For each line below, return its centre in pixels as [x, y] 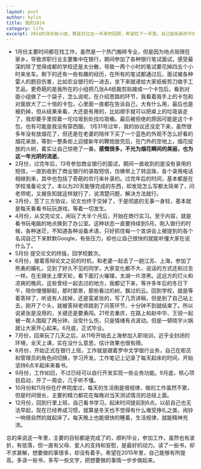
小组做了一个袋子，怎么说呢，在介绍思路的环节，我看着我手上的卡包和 [106, 97]
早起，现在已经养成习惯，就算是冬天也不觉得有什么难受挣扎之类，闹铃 [106, 410]
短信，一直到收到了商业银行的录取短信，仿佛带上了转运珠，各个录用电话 [104, 171]
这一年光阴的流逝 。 [39, 157]
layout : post [22, 12]
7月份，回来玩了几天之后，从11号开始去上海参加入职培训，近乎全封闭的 [102, 336]
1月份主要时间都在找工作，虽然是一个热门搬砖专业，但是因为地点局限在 [102, 52]
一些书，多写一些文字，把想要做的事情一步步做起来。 [92, 460]
